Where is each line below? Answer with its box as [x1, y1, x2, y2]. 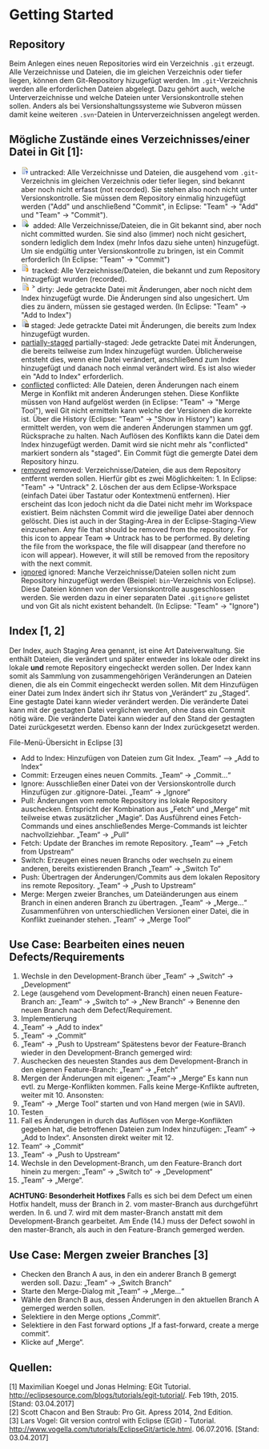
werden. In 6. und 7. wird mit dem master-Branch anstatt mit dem [9, 1208, 223, 1218]
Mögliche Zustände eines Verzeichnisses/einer [9, 133, 251, 146]
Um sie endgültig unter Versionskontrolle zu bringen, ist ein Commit [20, 246, 244, 255]
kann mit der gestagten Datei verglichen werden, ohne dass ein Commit [9, 705, 246, 714]
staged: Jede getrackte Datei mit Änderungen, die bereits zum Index [30, 320, 257, 330]
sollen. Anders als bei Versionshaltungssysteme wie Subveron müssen [9, 102, 243, 110]
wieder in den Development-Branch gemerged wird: [20, 1048, 193, 1058]
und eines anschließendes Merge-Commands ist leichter [60, 821, 247, 831]
